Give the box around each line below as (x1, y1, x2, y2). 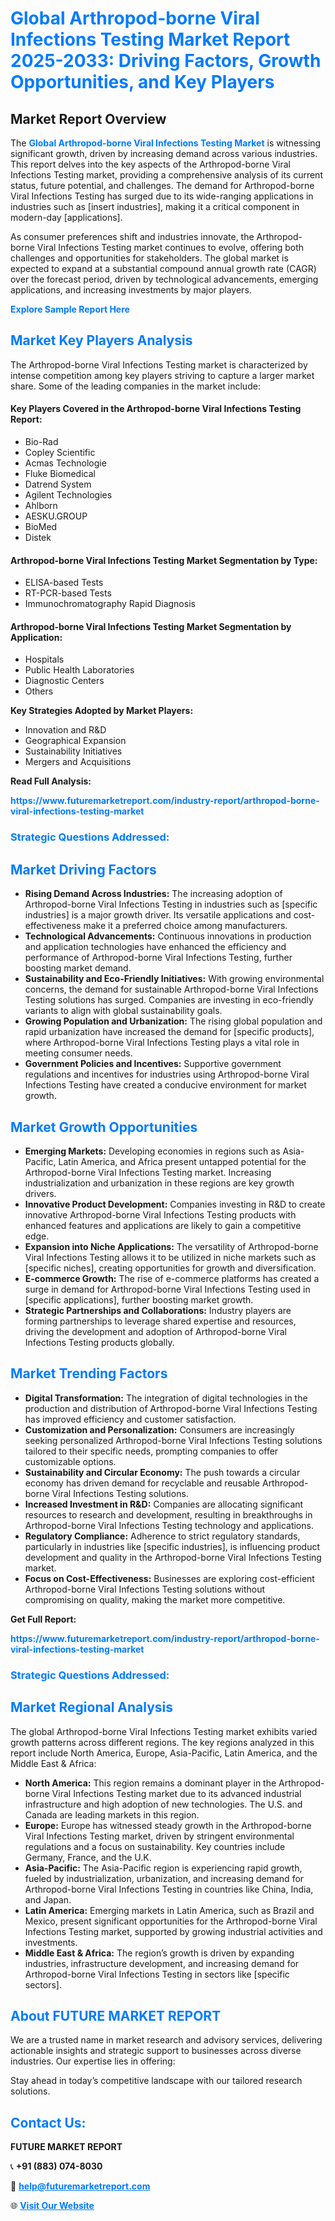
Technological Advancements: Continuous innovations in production (24, 930, 312, 942)
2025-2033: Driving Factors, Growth (10, 50, 322, 72)
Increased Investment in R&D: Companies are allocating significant (24, 1498, 304, 1510)
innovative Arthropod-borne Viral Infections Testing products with (24, 1208, 297, 1221)
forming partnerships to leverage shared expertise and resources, (24, 1315, 297, 1327)
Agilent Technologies (24, 489, 113, 501)
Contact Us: (10, 2114, 87, 2131)
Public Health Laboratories (24, 664, 135, 676)
